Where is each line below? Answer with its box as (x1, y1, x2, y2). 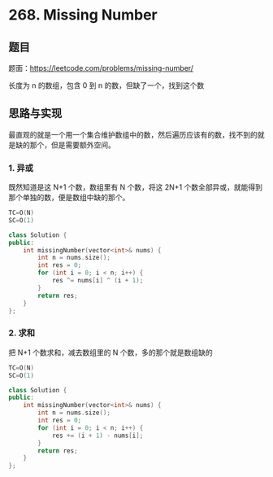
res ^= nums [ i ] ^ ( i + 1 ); (51, 277, 144, 285)
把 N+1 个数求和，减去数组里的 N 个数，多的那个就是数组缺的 (8, 348, 213, 357)
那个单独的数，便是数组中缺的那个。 (8, 193, 130, 203)
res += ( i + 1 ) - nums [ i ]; (51, 431, 144, 440)
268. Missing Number (8, 6, 158, 24)
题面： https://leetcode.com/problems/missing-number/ (8, 63, 193, 72)
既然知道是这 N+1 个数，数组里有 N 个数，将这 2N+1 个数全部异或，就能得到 (8, 182, 262, 192)
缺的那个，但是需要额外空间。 (15, 140, 115, 150)
